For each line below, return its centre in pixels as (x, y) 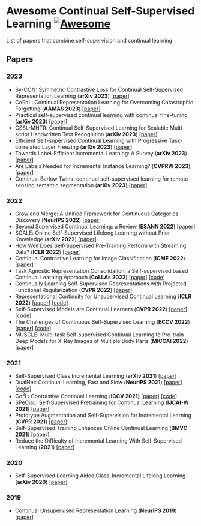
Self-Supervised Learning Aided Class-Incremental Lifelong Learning (100, 476)
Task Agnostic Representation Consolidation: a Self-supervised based (101, 270)
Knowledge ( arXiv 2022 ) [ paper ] (56, 239)
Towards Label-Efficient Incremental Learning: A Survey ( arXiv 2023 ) (101, 153)
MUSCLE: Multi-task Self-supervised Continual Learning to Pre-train (99, 335)
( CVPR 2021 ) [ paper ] (41, 422)
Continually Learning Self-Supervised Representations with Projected (101, 284)
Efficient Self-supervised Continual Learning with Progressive (91, 140)
